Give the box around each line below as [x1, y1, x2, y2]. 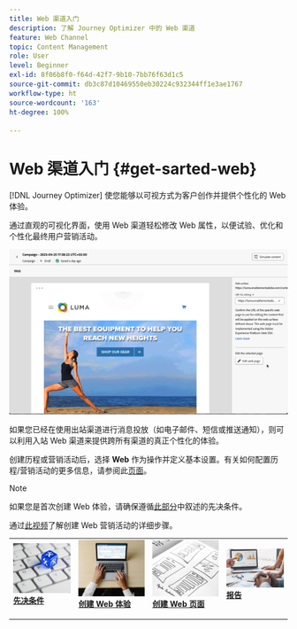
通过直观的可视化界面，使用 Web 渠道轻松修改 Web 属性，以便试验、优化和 [9, 220, 284, 230]
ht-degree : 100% [9, 107, 69, 117]
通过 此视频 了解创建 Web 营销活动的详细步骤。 [9, 519, 178, 531]
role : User [9, 51, 49, 61]
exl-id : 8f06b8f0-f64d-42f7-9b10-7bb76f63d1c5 [9, 71, 184, 80]
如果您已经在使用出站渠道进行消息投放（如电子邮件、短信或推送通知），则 [9, 423, 277, 434]
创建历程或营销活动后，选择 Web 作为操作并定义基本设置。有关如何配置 [9, 454, 271, 464]
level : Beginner [9, 61, 69, 70]
